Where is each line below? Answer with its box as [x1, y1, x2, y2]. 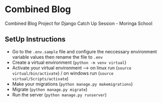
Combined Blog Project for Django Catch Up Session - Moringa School [5, 20, 153, 26]
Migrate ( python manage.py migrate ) [12, 86, 88, 92]
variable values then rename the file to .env [12, 54, 103, 60]
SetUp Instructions [5, 35, 66, 44]
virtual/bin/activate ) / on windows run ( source [12, 70, 114, 76]
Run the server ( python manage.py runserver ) [12, 91, 107, 97]
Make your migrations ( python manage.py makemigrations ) [12, 81, 133, 87]
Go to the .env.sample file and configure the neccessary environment [12, 48, 157, 54]
